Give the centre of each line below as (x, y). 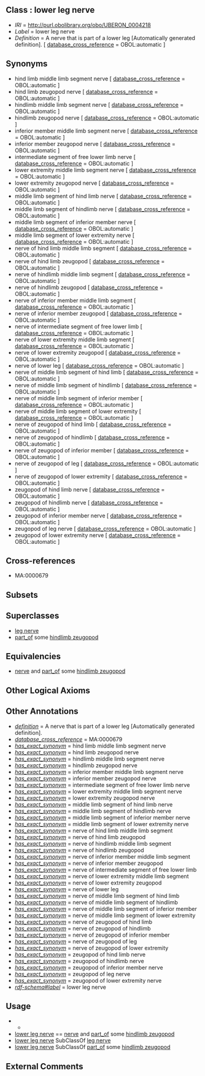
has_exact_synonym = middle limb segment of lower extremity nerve (102, 824)
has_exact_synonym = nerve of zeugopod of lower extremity (91, 948)
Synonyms (27, 64)
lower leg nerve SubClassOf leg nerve (63, 1040)
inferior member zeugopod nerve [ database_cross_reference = (95, 144)
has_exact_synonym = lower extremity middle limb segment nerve (98, 791)
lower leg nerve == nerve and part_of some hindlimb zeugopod (95, 1034)
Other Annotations (42, 711)
